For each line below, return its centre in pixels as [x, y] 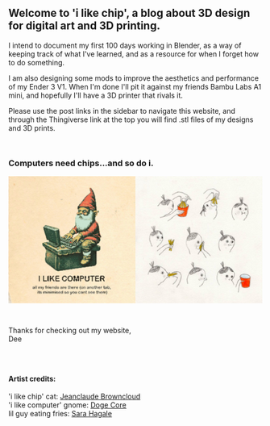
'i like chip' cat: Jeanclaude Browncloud [75, 397]
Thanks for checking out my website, [70, 331]
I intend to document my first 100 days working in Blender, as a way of [125, 45]
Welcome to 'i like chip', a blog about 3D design [129, 13]
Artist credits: [32, 378]
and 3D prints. [32, 127]
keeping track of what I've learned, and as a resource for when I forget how [134, 54]
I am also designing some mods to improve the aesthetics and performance [134, 78]
